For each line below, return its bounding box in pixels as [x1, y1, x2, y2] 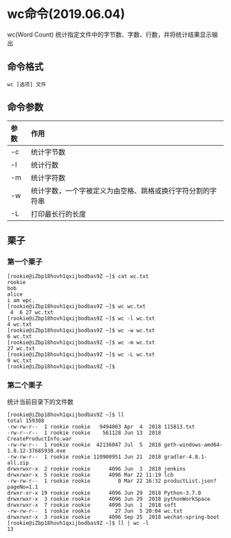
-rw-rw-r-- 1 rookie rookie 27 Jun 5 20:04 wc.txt [7, 507, 184, 515]
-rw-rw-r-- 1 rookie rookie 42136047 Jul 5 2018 [7, 441, 162, 448]
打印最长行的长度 [30, 209, 87, 219]
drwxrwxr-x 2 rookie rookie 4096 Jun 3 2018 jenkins [7, 465, 186, 472]
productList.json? [164, 477, 217, 484]
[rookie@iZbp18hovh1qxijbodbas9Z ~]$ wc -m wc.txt [7, 339, 155, 346]
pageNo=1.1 [7, 483, 38, 491]
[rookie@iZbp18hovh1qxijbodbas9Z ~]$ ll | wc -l [7, 519, 149, 526]
